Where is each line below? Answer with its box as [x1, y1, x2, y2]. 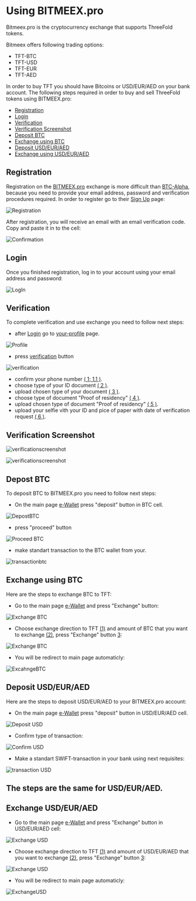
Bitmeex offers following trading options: [6, 41, 104, 48]
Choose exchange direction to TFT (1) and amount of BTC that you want [14, 625, 188, 632]
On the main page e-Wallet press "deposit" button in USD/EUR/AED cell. [14, 709, 188, 716]
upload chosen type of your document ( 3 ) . [14, 388, 121, 395]
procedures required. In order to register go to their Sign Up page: [6, 195, 166, 202]
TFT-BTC [14, 52, 37, 59]
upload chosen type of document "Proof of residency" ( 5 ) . [14, 401, 159, 408]
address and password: [6, 274, 63, 282]
